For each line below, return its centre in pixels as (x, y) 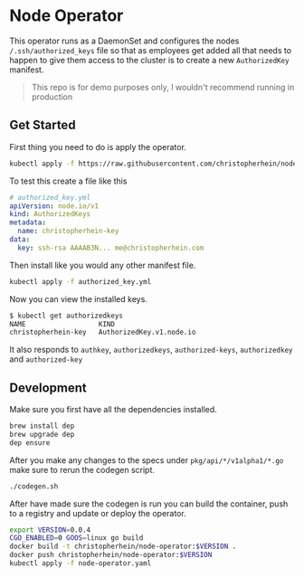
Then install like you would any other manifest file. (103, 265)
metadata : (28, 222)
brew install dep (42, 426)
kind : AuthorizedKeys (50, 214)
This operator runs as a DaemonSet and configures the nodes (124, 41)
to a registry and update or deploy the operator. (98, 513)
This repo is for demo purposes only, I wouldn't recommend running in (163, 87)
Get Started (43, 125)
